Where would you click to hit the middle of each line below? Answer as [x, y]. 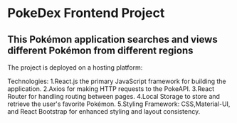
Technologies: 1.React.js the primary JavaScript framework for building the [117, 81]
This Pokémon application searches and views [113, 39]
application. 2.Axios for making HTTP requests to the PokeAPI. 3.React [111, 89]
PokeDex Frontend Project [86, 13]
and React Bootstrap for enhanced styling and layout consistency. [104, 111]
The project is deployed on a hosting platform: [75, 68]
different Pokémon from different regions [100, 50]
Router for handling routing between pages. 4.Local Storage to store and [114, 96]
